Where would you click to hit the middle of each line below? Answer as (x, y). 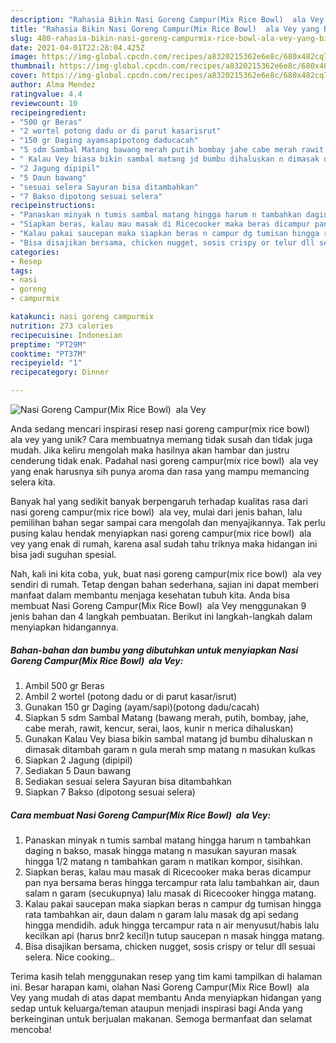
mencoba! (31, 1029)
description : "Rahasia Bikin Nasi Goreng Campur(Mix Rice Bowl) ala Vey (167, 19)
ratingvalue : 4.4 (46, 94)
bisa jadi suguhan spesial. (63, 554)
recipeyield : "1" (46, 363)
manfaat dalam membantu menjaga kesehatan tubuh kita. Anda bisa (150, 595)
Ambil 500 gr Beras (64, 685)
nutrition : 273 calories (62, 326)
